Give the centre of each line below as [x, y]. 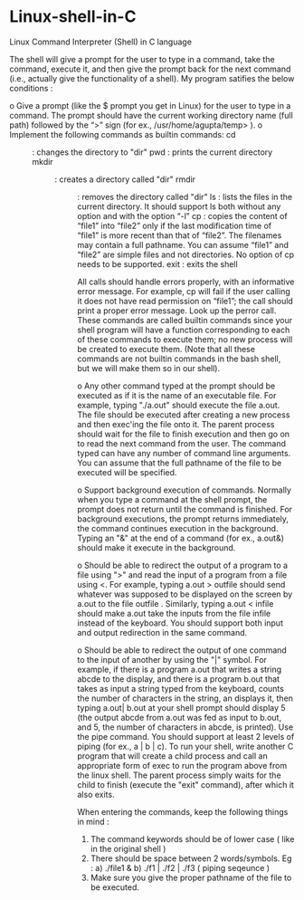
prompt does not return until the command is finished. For [185, 509]
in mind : [94, 821]
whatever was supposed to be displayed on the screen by [185, 594]
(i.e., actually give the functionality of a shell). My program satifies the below [152, 78]
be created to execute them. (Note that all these [166, 349]
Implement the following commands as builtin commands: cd [123, 134]
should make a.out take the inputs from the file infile [174, 613]
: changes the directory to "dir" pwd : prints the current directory [152, 152]
